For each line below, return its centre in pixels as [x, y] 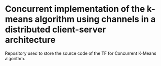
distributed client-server [56, 30]
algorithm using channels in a [95, 19]
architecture [30, 40]
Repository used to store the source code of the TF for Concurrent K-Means [81, 53]
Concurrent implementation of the [75, 9]
